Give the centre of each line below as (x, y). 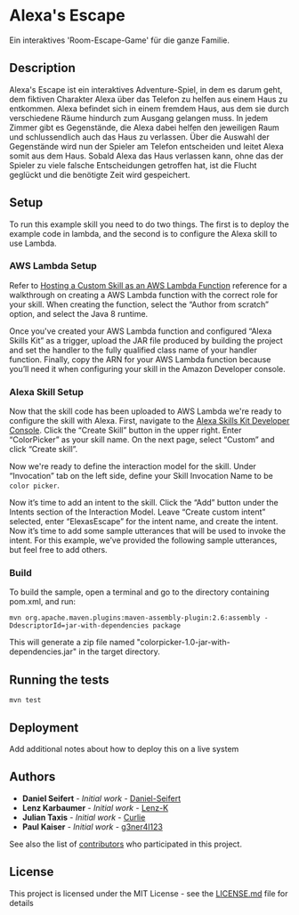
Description (42, 68)
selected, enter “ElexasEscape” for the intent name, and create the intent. (144, 522)
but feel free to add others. (59, 550)
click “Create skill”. (44, 449)
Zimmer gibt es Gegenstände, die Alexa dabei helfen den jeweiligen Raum (145, 127)
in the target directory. (119, 652)
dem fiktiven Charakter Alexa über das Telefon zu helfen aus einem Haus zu (148, 99)
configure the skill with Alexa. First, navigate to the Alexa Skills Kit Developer (149, 421)
